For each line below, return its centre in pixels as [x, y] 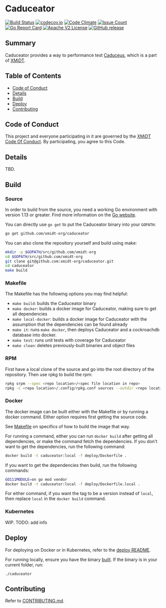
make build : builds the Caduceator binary [54, 304]
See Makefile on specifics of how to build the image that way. [68, 426]
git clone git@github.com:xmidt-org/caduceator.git [59, 261]
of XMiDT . [15, 60]
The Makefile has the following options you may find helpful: [67, 294]
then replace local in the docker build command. [56, 499]
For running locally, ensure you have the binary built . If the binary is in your [81, 559]
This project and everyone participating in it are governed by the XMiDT [78, 136]
